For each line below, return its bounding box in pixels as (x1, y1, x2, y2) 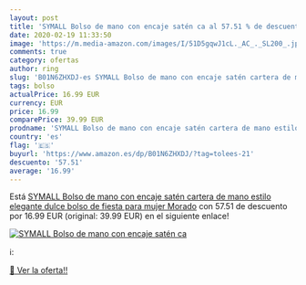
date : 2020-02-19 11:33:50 (9, 30, 112, 39)
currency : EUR (9, 98, 64, 108)
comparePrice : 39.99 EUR (9, 115, 104, 124)
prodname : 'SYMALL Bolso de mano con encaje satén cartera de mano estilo (9, 124, 300, 133)
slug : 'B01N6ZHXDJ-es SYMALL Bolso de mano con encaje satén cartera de (9, 73, 291, 82)
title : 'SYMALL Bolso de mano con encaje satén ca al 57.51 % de (9, 22, 262, 31)
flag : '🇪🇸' (9, 141, 55, 150)
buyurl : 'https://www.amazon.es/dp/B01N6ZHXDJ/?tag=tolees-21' (9, 149, 255, 158)
